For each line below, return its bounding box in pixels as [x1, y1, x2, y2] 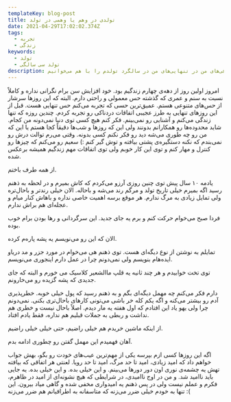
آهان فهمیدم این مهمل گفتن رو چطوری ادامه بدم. [8, 337, 133, 345]
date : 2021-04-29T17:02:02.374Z [8, 23, 100, 29]
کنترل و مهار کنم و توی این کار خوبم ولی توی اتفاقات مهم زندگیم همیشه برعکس [8, 145, 211, 153]
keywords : [8, 49, 36, 56]
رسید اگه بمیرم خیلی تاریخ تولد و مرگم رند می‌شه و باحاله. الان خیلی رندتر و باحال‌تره [8, 186, 222, 194]
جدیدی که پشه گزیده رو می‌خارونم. [8, 275, 97, 283]
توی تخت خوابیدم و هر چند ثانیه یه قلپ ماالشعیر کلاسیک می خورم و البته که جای [8, 268, 211, 276]
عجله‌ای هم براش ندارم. [8, 200, 69, 209]
